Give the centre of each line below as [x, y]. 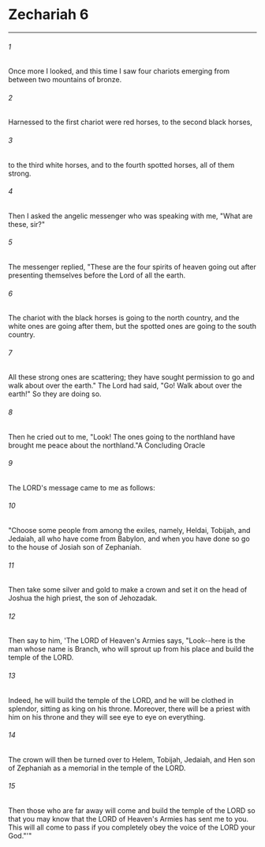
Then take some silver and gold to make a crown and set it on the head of [128, 590]
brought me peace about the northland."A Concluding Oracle [107, 445]
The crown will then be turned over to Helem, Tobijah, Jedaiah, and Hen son [132, 759]
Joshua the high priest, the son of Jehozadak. [83, 598]
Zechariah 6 [49, 15]
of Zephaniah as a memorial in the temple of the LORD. [97, 768]
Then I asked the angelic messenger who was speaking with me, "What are [131, 216]
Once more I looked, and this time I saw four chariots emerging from [119, 71]
